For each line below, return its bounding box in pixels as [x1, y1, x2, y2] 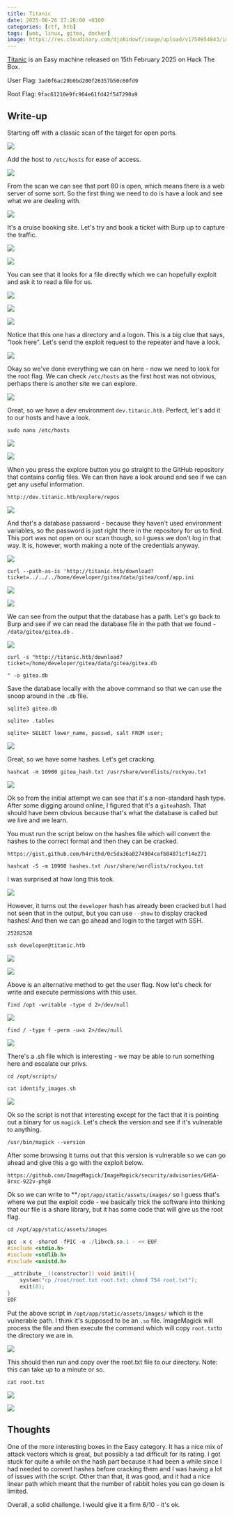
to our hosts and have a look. [7, 413, 91, 422]
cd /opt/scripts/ [7, 1073, 58, 1080]
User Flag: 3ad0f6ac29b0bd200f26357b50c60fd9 [7, 76, 139, 84]
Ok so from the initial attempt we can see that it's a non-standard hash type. [7, 794, 226, 802]
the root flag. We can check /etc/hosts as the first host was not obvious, [7, 371, 217, 380]
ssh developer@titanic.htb [7, 942, 86, 949]
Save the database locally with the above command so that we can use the [7, 684, 222, 692]
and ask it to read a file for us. [7, 277, 93, 286]
